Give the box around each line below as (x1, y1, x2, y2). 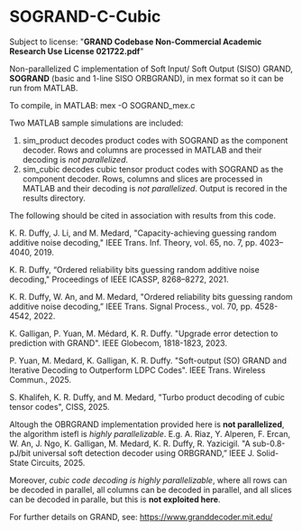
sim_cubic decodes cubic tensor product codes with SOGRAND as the (22, 163, 284, 174)
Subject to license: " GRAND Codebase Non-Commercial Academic (9, 36, 262, 47)
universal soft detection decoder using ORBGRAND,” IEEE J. (32, 447, 255, 458)
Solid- (256, 447, 279, 458)
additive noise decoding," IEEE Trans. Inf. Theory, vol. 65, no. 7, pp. (9, 237, 258, 247)
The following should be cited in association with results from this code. (9, 210, 277, 220)
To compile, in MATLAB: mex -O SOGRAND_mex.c (9, 99, 196, 110)
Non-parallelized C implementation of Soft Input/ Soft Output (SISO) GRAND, (9, 63, 293, 74)
